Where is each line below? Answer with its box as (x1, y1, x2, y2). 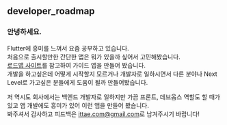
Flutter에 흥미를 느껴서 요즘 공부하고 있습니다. (7, 44, 130, 52)
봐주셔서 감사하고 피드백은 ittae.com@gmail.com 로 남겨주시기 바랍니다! (7, 109, 200, 118)
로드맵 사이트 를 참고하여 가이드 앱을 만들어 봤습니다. (7, 61, 146, 69)
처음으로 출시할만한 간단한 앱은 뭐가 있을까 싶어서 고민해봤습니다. (7, 53, 181, 61)
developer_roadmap (7, 5, 95, 17)
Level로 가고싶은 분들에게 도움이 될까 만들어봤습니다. (7, 78, 148, 86)
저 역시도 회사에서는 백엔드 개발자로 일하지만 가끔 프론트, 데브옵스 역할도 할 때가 (7, 92, 221, 101)
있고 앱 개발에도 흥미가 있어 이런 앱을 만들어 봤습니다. (7, 101, 149, 109)
